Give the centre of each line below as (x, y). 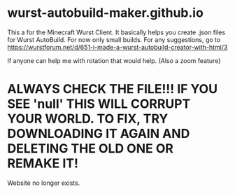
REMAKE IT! (43, 164)
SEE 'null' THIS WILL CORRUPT (99, 104)
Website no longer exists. (44, 183)
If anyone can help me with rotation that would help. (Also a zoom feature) (114, 60)
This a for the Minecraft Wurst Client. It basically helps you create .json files (116, 32)
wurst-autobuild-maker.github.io (106, 13)
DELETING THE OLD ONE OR (90, 149)
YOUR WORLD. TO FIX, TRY (88, 119)
